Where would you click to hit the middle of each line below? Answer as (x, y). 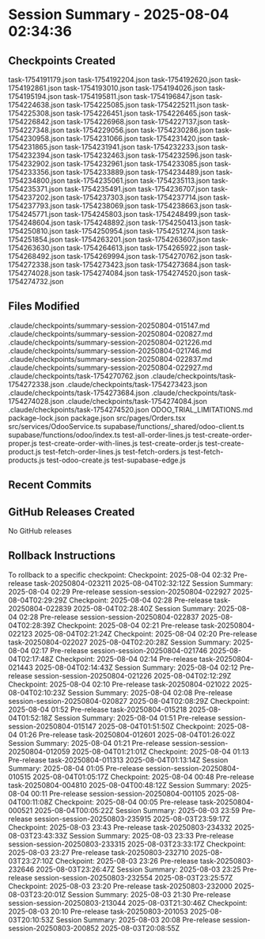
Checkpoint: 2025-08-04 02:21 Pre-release (128, 625)
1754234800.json (37, 181)
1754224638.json (36, 105)
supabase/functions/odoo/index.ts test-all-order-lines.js (100, 435)
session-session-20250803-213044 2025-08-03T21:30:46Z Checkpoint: (128, 903)
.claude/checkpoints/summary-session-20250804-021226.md (110, 342)
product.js (25, 451)
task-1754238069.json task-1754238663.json (140, 206)
